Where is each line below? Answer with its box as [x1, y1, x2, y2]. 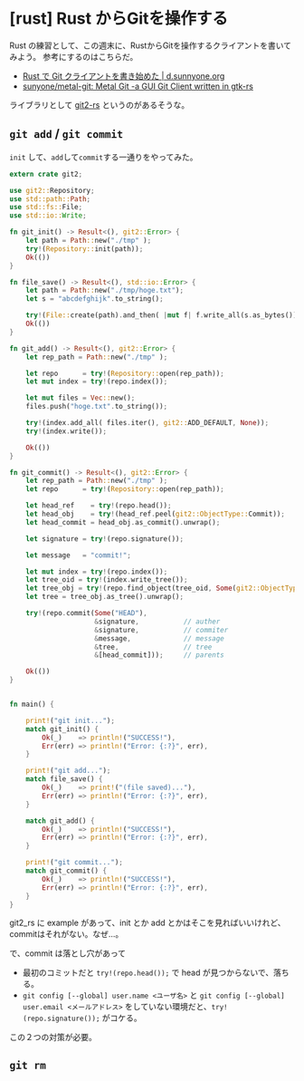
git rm [9, 1058, 47, 1072]
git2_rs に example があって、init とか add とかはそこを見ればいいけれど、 [9, 917, 286, 929]
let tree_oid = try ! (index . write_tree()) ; [25, 575, 188, 584]
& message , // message [94, 633, 224, 643]
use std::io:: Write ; [9, 211, 88, 220]
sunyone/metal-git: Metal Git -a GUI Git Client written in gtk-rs [22, 81, 253, 92]
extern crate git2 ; [9, 169, 83, 179]
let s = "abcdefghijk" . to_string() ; [25, 294, 165, 304]
